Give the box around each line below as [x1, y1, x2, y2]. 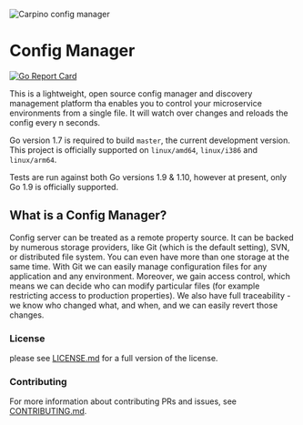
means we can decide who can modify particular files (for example [9, 280, 260, 291]
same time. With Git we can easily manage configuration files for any [9, 260, 268, 272]
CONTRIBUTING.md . [9, 406, 87, 417]
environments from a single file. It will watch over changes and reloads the [9, 107, 288, 118]
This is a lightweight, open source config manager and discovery [9, 87, 253, 99]
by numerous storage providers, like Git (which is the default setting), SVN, [9, 241, 290, 252]
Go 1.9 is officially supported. [9, 181, 119, 192]
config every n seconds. [9, 116, 101, 127]
